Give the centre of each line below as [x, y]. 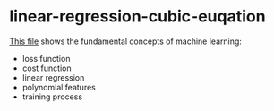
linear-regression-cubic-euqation [137, 17]
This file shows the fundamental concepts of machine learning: [125, 41]
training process [52, 97]
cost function [47, 68]
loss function [46, 58]
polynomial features [59, 87]
